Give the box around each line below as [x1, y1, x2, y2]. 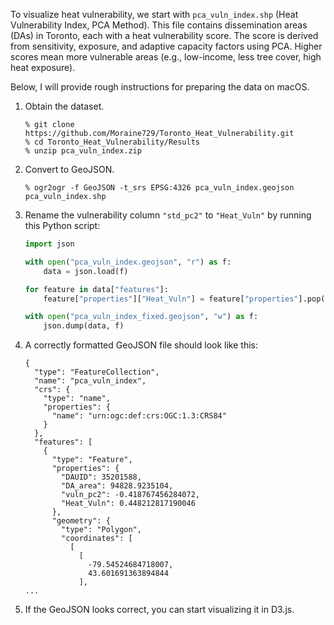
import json [24, 239, 75, 249]
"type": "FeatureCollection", [34, 367, 160, 378]
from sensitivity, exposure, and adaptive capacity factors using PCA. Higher [10, 40, 323, 52]
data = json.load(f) [43, 266, 129, 276]
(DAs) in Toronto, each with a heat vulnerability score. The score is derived [10, 30, 319, 41]
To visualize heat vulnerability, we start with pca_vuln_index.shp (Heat [10, 9, 299, 20]
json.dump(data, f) [43, 321, 125, 331]
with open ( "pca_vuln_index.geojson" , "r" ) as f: [24, 257, 232, 267]
